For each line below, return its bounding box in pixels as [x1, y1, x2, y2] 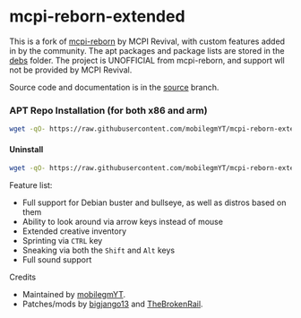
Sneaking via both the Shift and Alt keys [21, 245, 176, 256]
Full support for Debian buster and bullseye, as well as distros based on [21, 197, 287, 208]
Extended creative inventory [21, 226, 127, 236]
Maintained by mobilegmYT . [21, 289, 126, 300]
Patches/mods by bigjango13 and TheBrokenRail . [21, 298, 203, 310]
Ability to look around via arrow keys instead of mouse [21, 217, 224, 228]
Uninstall [9, 143, 44, 154]
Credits [9, 271, 37, 283]
